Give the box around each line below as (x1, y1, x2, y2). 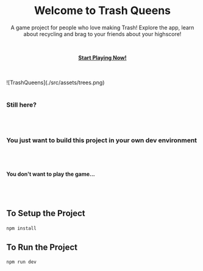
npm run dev (6, 259, 37, 266)
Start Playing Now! (78, 54, 127, 61)
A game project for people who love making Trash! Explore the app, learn (10, 24, 194, 31)
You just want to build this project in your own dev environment (6, 136, 197, 145)
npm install (6, 225, 37, 231)
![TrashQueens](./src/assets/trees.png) (6, 79, 105, 86)
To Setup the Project (6, 208, 85, 219)
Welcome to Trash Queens (34, 4, 171, 18)
